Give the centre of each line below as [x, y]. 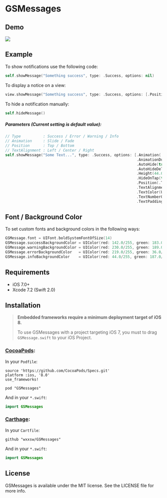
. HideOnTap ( [149, 178]
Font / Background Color [44, 217]
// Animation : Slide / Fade [40, 141]
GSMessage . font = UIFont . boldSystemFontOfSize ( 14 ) [59, 238]
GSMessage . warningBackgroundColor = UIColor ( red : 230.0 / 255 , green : [78, 248]
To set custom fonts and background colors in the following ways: [73, 229]
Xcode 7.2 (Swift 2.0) [34, 290]
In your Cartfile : [22, 430]
